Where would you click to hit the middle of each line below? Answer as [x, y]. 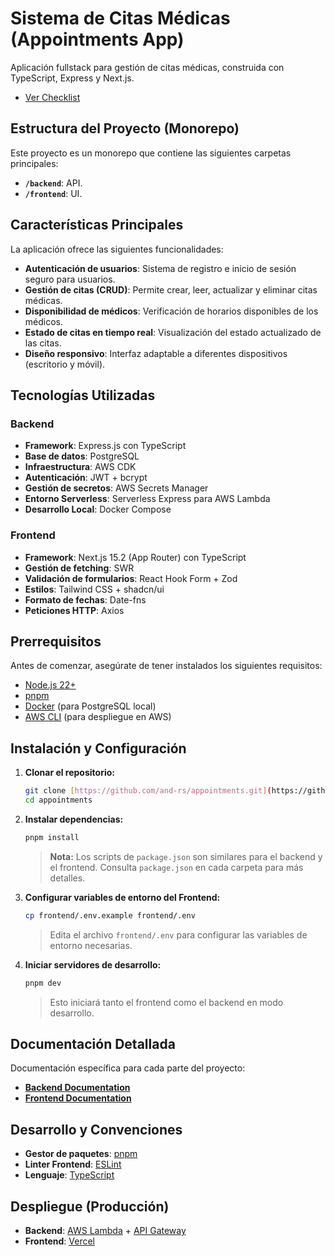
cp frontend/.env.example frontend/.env [110, 915]
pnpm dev [43, 983]
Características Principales [97, 225]
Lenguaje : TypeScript [69, 1175]
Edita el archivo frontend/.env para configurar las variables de [178, 934]
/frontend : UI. [53, 193]
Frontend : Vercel [59, 1241]
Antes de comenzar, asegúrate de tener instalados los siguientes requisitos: [166, 666]
